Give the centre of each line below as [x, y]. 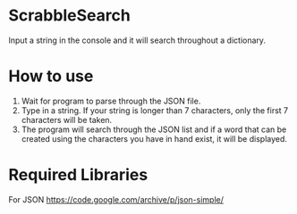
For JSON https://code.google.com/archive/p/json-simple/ [116, 199]
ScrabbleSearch [69, 16]
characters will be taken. [67, 119]
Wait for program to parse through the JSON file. [111, 101]
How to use [51, 76]
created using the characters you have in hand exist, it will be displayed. [154, 138]
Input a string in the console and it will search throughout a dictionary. [137, 40]
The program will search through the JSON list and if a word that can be [154, 129]
